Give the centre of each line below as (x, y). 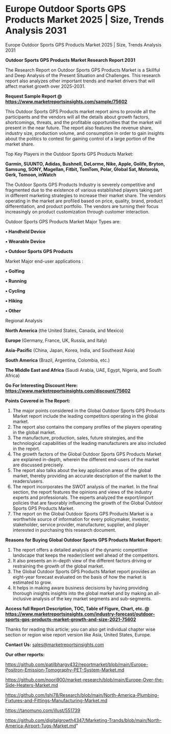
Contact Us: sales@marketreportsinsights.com (55, 645)
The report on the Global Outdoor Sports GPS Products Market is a (83, 513)
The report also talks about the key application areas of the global (82, 470)
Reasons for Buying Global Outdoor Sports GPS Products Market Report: (84, 540)
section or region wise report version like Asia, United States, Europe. (78, 634)
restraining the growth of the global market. (58, 566)
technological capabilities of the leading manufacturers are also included (89, 443)
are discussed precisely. (38, 465)
